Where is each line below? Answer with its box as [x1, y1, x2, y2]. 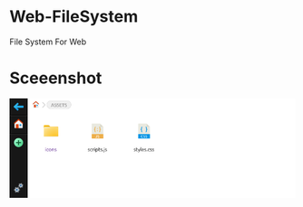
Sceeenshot [9, 68, 103, 89]
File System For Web [9, 36, 87, 47]
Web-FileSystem [9, 6, 139, 27]
